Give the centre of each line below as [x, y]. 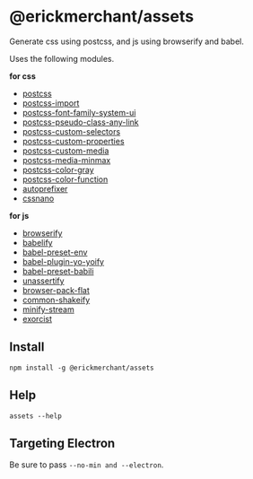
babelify [37, 242]
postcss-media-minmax [66, 160]
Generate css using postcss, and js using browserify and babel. [126, 41]
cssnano [38, 198]
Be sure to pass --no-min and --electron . [87, 465]
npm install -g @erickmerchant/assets [82, 368]
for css [22, 76]
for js [19, 215]
